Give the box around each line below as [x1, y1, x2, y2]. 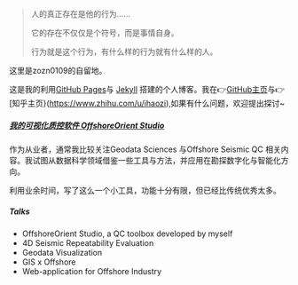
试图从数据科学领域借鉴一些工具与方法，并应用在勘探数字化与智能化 [32, 154, 281, 165]
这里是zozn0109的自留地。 [9, 66, 107, 75]
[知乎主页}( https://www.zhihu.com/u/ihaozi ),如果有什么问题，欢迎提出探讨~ [9, 98, 286, 108]
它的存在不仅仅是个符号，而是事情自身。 [30, 28, 179, 38]
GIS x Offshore [21, 257, 76, 267]
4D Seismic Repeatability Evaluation [21, 237, 154, 248]
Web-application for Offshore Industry [21, 265, 162, 276]
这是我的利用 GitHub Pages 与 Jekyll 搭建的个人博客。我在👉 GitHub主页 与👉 [9, 84, 286, 94]
